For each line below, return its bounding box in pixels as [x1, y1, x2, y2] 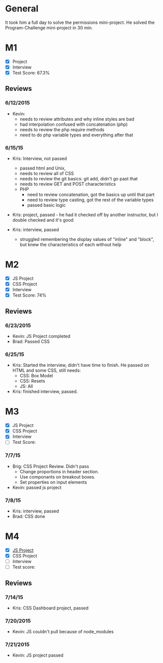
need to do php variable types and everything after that [19, 132, 133, 138]
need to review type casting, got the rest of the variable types [27, 197, 154, 203]
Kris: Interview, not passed [12, 156, 67, 162]
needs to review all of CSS [19, 170, 74, 176]
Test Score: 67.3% [12, 70, 50, 76]
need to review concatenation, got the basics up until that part [27, 192, 155, 198]
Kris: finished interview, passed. [12, 389, 78, 395]
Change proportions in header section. [19, 468, 99, 475]
